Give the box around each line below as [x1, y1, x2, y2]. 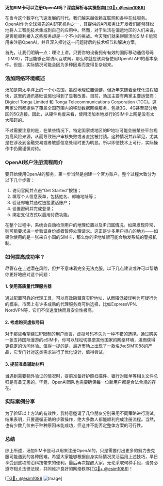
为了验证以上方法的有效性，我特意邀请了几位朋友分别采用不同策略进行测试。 [5, 410, 158, 416]
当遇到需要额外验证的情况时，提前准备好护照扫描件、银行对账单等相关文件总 [5, 373, 158, 379]
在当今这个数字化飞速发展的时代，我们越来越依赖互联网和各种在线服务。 [5, 15, 149, 21]
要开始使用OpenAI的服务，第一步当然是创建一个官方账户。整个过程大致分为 [5, 171, 156, 177]
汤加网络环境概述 [5, 75, 45, 81]
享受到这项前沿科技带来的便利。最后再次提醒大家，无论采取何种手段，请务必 [5, 460, 158, 466]
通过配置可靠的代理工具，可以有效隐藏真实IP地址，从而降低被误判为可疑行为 [5, 295, 158, 301]
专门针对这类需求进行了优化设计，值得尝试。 [17, 349, 107, 355]
